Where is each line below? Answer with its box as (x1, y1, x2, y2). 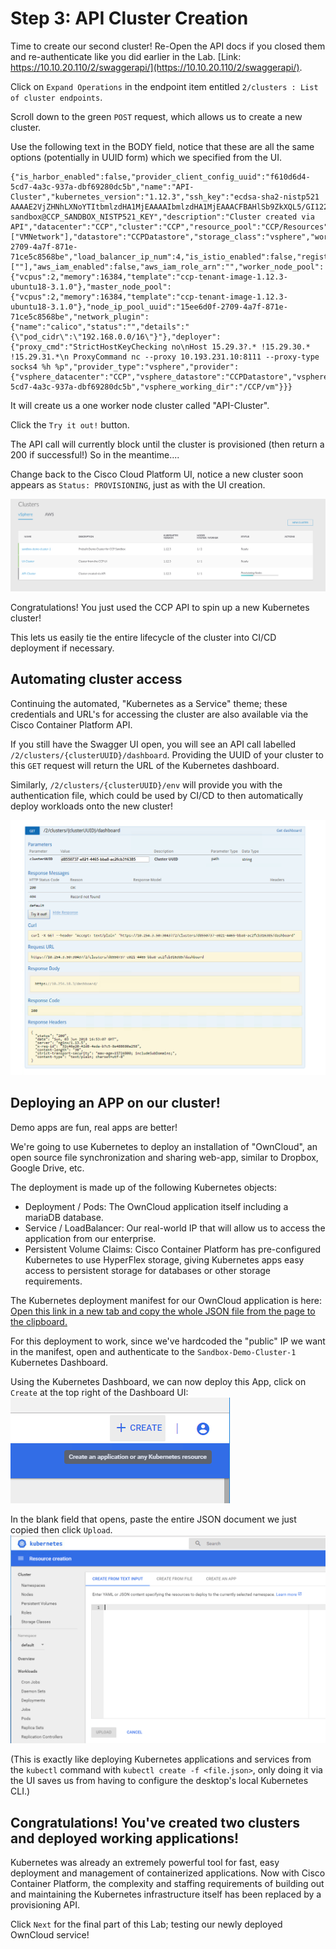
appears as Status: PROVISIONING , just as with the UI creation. (10, 478, 266, 491)
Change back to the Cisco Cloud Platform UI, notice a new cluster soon (10, 468, 304, 480)
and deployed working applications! (10, 1830, 240, 1847)
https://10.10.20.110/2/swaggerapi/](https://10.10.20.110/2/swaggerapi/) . (10, 61, 303, 73)
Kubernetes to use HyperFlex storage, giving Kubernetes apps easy (24, 1253, 305, 1266)
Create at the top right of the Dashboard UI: (10, 1386, 189, 1398)
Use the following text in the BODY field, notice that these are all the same (10, 140, 315, 152)
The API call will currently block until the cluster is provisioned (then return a (10, 438, 325, 450)
